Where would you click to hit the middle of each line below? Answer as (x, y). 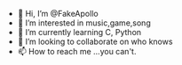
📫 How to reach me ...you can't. (77, 51)
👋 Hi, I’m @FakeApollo (58, 14)
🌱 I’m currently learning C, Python (79, 32)
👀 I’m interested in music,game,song (84, 23)
